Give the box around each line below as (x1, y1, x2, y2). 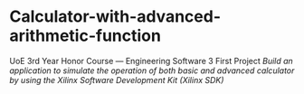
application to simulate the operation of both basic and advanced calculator (9, 65, 295, 76)
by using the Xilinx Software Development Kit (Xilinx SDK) (9, 74, 224, 85)
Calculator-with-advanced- (9, 6, 222, 27)
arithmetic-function (9, 25, 161, 46)
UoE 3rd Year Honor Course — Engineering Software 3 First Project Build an (9, 55, 294, 66)
